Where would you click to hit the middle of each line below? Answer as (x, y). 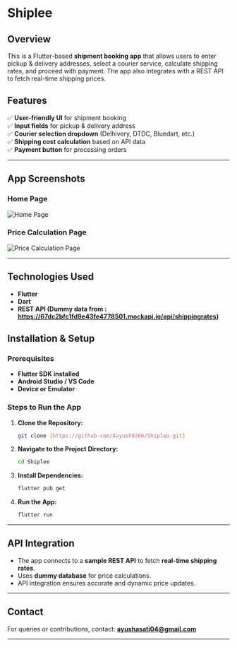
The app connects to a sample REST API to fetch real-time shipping (117, 560)
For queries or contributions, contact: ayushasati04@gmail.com (102, 629)
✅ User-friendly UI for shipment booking (67, 117)
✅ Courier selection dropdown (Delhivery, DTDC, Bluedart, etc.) (101, 133)
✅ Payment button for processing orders (67, 149)
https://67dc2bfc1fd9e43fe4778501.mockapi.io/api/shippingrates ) (118, 316)
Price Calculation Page (47, 232)
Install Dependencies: (50, 475)
